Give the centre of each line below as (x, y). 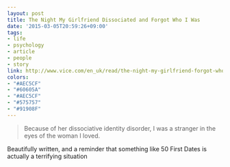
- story (18, 64)
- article (21, 52)
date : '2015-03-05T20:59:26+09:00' (58, 26)
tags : (15, 33)
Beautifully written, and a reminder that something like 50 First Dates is (107, 149)
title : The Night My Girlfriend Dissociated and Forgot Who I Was (104, 20)
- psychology (26, 45)
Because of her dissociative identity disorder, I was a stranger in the (120, 128)
